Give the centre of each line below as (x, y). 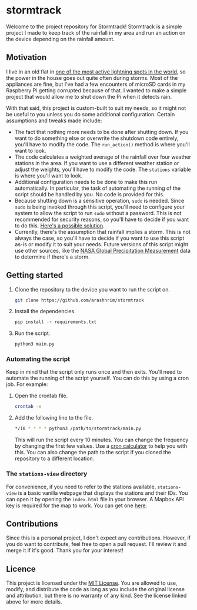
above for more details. (34, 602)
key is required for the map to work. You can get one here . (77, 505)
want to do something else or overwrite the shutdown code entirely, (96, 138)
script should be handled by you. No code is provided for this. (89, 194)
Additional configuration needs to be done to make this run (86, 182)
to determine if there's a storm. (52, 257)
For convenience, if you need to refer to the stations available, (81, 487)
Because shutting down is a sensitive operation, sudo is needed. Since (99, 200)
